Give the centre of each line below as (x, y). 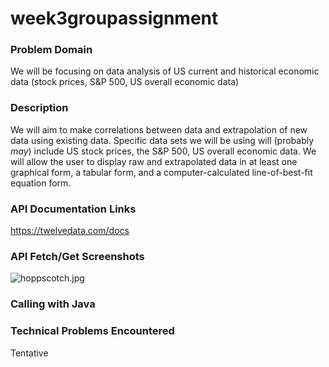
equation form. (41, 183)
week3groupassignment (114, 18)
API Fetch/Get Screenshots (77, 256)
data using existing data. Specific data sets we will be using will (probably (162, 140)
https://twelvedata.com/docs (70, 231)
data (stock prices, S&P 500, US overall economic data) (125, 82)
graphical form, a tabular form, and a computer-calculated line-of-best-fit (161, 172)
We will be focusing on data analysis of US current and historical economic (165, 71)
